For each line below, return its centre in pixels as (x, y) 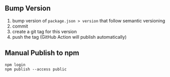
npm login (15, 65)
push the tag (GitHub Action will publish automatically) (69, 37)
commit (20, 26)
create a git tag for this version (44, 31)
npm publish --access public (36, 69)
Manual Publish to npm (42, 53)
